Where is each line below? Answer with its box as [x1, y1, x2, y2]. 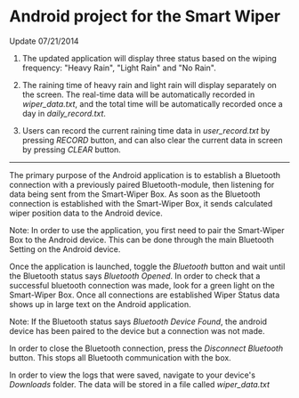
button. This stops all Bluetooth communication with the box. [9, 352, 231, 362]
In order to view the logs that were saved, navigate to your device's [9, 370, 256, 380]
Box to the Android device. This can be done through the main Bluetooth [9, 234, 274, 245]
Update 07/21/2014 [9, 36, 79, 46]
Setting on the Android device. [9, 243, 121, 255]
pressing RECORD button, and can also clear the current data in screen [21, 134, 283, 145]
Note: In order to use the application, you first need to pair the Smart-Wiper [9, 224, 285, 235]
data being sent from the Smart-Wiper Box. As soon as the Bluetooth [9, 189, 261, 199]
